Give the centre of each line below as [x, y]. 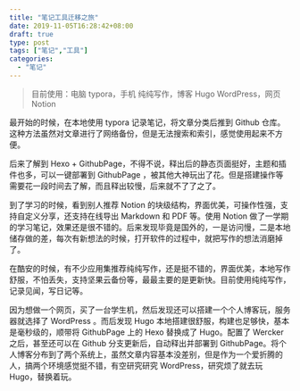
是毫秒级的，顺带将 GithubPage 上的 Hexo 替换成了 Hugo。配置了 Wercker [146, 332]
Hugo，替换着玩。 [43, 377]
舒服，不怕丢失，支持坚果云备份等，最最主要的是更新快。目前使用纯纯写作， [150, 279]
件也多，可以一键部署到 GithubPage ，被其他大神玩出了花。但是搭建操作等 [146, 174]
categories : [31, 59]
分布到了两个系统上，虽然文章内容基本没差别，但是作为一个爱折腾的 [158, 354]
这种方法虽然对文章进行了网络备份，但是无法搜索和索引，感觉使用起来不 [142, 133]
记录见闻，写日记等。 [48, 290]
